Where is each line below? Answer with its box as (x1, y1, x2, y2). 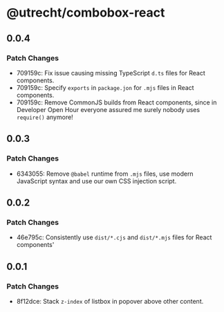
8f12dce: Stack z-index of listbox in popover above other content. (16, 297, 204, 305)
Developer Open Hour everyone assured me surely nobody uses (16, 105, 200, 113)
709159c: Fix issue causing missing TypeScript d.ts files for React (16, 68, 205, 77)
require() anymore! (16, 113, 73, 121)
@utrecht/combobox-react (6, 5, 165, 21)
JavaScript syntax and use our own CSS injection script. (16, 176, 177, 185)
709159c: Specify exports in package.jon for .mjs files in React (16, 83, 194, 91)
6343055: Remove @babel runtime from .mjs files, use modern (16, 169, 194, 178)
